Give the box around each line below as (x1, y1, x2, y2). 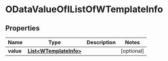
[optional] (120, 47, 144, 54)
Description (86, 39, 116, 46)
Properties (5, 24, 40, 33)
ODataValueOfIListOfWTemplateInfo (5, 4, 163, 15)
